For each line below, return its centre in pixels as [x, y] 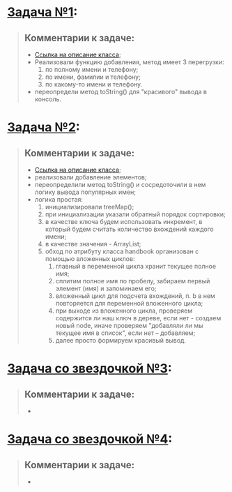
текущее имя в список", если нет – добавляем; [125, 333]
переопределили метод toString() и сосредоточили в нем [120, 185]
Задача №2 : [44, 127]
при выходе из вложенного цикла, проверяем [124, 311]
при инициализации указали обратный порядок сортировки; [136, 214]
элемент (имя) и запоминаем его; [106, 288]
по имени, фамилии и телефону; [93, 77]
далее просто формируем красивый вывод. [121, 340]
